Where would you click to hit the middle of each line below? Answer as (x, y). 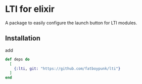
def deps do (17, 59)
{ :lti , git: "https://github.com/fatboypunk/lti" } (67, 68)
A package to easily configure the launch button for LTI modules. (71, 23)
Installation (23, 38)
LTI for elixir (30, 9)
